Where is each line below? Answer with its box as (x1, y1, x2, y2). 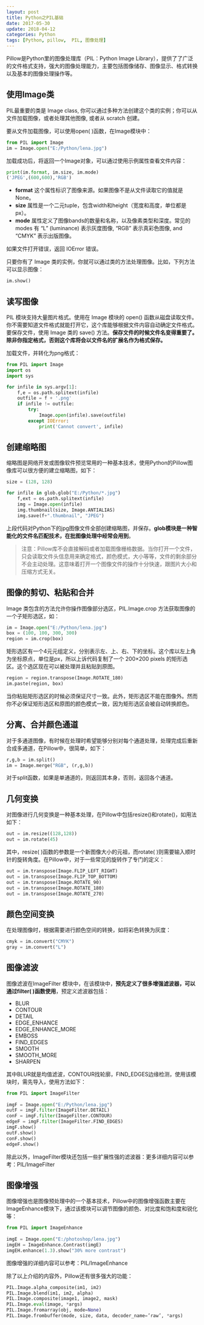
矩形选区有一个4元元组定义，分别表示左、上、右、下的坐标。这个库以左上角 (6, 648, 196, 655)
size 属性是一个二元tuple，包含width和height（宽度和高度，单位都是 (15, 202, 187, 209)
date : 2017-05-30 (6, 20, 50, 26)
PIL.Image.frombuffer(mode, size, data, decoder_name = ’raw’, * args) (6, 1313, 183, 1319)
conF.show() (6, 1136, 36, 1142)
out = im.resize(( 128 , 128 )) (6, 831, 78, 837)
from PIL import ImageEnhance (6, 1225, 83, 1231)
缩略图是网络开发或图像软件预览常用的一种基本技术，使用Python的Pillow (6, 459, 188, 467)
